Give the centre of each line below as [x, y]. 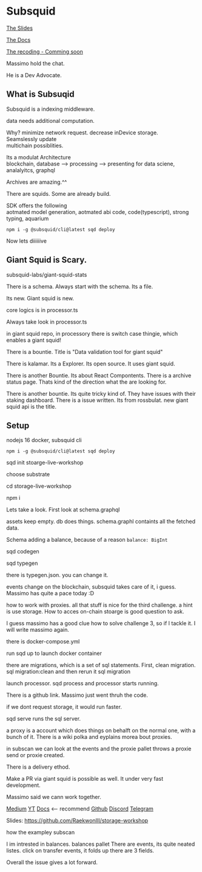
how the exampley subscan [40, 832]
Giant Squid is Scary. [46, 260]
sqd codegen [23, 552]
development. [23, 785]
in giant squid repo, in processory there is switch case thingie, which [92, 333]
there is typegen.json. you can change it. [57, 575]
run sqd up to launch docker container [54, 653]
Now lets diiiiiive [27, 241]
